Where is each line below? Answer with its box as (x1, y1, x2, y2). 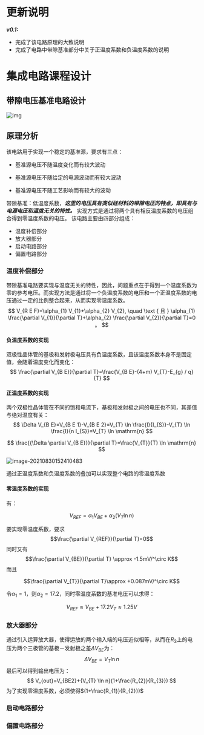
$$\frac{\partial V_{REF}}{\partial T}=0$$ (50, 535, 153, 543)
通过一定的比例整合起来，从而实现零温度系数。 (11, 297, 128, 304)
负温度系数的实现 (6, 336, 49, 344)
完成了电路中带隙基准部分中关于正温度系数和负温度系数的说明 (15, 46, 169, 53)
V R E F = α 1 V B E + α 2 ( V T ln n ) (69, 512, 134, 520)
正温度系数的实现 (6, 389, 49, 396)
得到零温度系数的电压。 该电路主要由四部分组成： (11, 214, 135, 221)
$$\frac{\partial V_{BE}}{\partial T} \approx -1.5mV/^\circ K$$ (25, 555, 179, 563)
